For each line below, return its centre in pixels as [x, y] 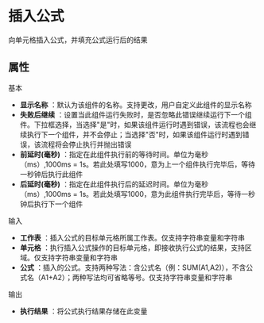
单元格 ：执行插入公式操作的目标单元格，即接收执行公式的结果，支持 [132, 248]
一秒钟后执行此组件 [51, 174]
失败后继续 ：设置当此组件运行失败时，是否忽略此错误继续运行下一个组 [136, 114]
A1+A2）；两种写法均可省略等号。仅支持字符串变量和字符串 [137, 277]
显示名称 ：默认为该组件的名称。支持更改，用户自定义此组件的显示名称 [136, 105]
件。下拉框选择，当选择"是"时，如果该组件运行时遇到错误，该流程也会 [134, 125]
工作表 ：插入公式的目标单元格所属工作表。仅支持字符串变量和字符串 [132, 237]
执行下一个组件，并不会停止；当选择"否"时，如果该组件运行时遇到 [134, 134]
